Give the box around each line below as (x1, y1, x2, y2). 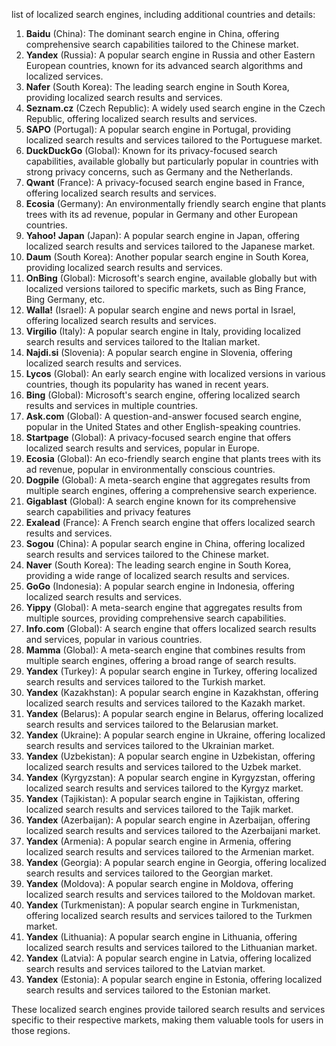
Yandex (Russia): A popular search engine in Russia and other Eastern (25, 49, 316, 61)
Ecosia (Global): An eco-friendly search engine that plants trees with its (25, 453, 322, 464)
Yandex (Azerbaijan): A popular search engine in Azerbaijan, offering (25, 814, 311, 826)
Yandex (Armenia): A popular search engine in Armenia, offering (25, 835, 292, 847)
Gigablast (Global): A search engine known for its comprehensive (25, 495, 297, 507)
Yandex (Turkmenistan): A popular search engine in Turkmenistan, (25, 899, 301, 911)
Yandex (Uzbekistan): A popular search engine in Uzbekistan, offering (25, 750, 316, 762)
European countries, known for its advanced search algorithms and (25, 60, 304, 71)
